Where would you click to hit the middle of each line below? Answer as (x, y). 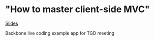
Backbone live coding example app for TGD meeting (60, 33)
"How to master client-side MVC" (78, 9)
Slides (12, 23)
